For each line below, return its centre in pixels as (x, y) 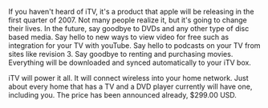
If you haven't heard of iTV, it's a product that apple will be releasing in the (131, 12)
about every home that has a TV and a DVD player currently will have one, (130, 86)
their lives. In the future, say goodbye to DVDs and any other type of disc (129, 28)
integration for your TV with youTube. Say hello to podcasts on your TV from (134, 46)
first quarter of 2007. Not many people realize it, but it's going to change (128, 20)
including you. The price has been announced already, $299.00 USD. (122, 95)
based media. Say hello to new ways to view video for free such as (119, 37)
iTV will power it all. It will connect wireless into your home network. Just (128, 78)
